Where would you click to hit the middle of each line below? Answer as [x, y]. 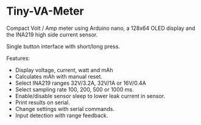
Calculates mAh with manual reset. [58, 76]
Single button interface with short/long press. [63, 46]
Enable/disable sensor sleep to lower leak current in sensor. [90, 96]
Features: [18, 58]
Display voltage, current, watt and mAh [64, 70]
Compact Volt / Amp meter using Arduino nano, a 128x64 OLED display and [101, 28]
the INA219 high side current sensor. [52, 34]
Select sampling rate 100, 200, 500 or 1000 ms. [74, 89]
